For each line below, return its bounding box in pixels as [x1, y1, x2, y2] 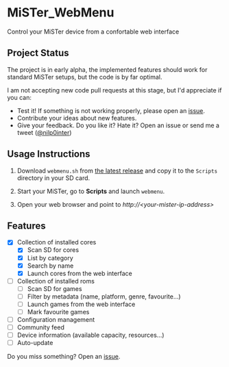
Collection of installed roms [16, 277, 95, 285]
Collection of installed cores [16, 238, 97, 246]
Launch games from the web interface [27, 300, 136, 308]
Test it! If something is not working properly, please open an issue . [16, 106, 206, 114]
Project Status [7, 47, 70, 59]
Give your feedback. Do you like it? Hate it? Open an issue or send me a [16, 121, 219, 129]
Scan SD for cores [27, 246, 80, 254]
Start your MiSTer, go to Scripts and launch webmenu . [16, 187, 165, 195]
